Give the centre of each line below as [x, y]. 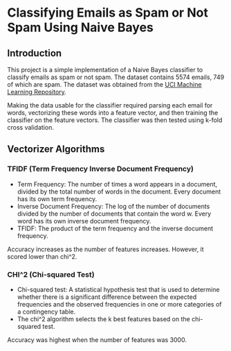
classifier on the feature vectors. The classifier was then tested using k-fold [115, 120]
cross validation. [30, 127]
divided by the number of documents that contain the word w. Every [114, 214]
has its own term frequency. [57, 198]
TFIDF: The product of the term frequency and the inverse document [115, 228]
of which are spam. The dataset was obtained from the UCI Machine [104, 84]
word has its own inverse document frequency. [84, 221]
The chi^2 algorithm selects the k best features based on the [103, 319]
